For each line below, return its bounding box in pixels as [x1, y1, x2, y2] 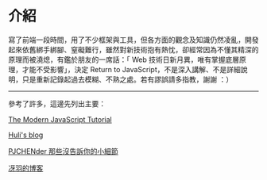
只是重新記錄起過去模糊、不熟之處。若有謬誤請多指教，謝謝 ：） [21, 75, 233, 84]
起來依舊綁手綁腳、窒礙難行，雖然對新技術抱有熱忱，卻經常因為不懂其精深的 [8, 44, 259, 54]
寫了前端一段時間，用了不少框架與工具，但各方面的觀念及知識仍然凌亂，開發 [8, 35, 259, 44]
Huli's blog [8, 130, 44, 140]
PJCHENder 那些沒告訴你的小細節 [8, 146, 119, 155]
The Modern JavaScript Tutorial [8, 114, 113, 124]
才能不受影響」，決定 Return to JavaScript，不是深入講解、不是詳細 [21, 64, 241, 74]
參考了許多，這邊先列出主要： [8, 98, 106, 108]
